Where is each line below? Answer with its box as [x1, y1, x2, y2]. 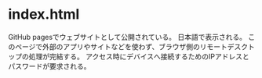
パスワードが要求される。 [8, 61, 91, 71]
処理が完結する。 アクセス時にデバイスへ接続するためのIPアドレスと [28, 51, 249, 61]
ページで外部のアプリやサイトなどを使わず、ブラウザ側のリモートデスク [14, 41, 249, 51]
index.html [8, 5, 80, 23]
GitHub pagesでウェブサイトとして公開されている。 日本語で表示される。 [8, 32, 247, 41]
